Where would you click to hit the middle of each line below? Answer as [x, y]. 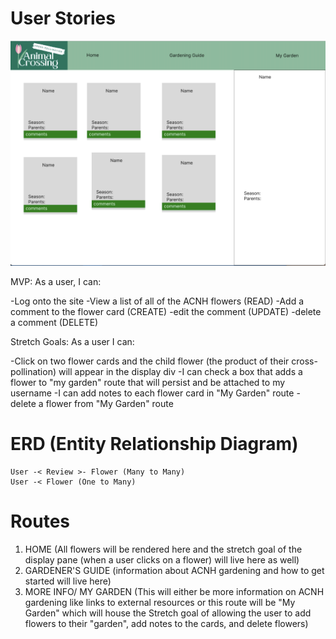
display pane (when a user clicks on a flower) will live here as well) [162, 560]
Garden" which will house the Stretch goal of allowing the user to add [168, 613]
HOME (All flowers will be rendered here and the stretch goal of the [163, 549]
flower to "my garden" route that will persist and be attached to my [148, 383]
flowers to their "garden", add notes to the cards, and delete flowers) [166, 624]
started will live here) [68, 581]
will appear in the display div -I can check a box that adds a [180, 372]
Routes [40, 521]
